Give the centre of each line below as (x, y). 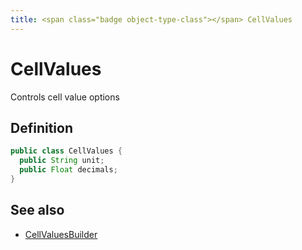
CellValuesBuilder (61, 234)
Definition (41, 127)
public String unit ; (62, 161)
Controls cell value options (65, 97)
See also (37, 210)
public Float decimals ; (68, 170)
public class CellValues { (66, 151)
